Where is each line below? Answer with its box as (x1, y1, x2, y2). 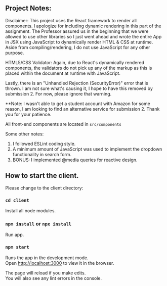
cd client (5, 197, 29, 203)
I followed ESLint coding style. (12, 140, 76, 147)
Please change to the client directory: (5, 184, 83, 191)
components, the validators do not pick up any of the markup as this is (5, 65, 152, 71)
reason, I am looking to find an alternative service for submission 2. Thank (5, 106, 160, 112)
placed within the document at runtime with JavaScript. (5, 70, 120, 76)
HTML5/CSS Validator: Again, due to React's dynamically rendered (5, 59, 145, 65)
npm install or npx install (5, 220, 72, 227)
